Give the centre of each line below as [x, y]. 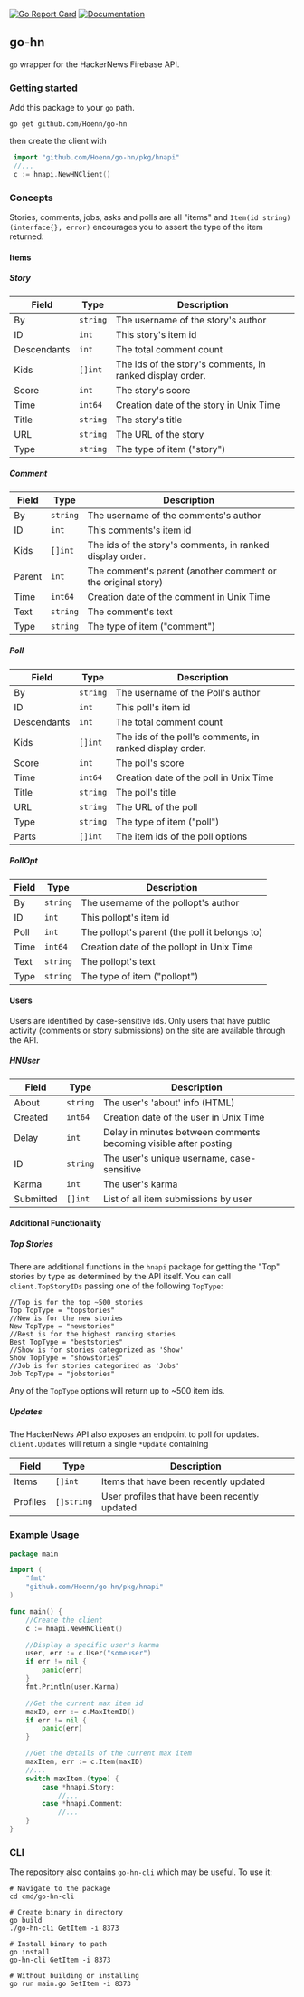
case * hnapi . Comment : [83, 1804]
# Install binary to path [58, 1944]
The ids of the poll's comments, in [188, 737]
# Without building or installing [75, 1976]
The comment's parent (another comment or [182, 571]
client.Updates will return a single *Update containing [109, 1444]
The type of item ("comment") [151, 626]
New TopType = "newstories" [62, 1327]
